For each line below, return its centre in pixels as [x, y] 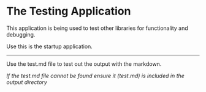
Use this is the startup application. [50, 46]
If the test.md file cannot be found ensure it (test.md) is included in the [96, 76]
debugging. [21, 34]
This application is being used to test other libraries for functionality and [97, 28]
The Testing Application [69, 11]
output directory [27, 82]
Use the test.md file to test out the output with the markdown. [84, 64]
